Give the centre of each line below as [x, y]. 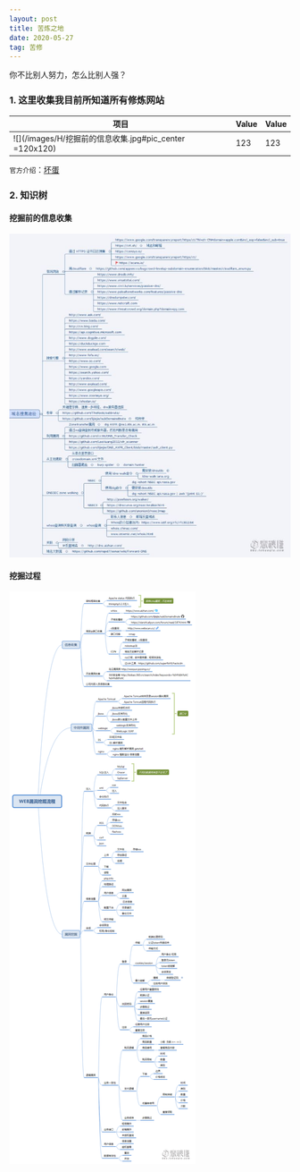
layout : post [33, 19]
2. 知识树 [29, 195]
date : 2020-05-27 [42, 38]
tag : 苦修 [26, 47]
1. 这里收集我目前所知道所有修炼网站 [87, 100]
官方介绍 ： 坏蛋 [34, 169]
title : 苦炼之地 [37, 28]
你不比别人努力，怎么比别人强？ [68, 75]
